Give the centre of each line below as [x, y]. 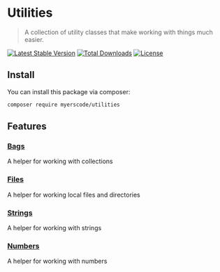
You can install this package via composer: [69, 91]
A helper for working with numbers [57, 261]
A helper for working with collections [60, 161]
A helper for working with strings [54, 227]
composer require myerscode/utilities [64, 105]
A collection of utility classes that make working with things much [118, 32]
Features [27, 127]
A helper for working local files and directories [74, 195]
